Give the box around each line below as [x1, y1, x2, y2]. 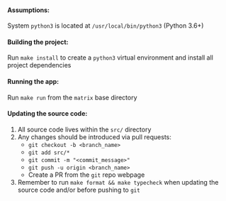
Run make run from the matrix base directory [7, 93, 137, 102]
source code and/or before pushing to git [17, 185, 140, 194]
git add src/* [28, 149, 70, 156]
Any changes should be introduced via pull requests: [17, 132, 172, 141]
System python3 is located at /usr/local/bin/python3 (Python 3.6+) [7, 21, 204, 30]
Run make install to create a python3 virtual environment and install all [7, 53, 214, 62]
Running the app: [7, 77, 59, 85]
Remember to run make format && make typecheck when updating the [17, 178, 219, 186]
